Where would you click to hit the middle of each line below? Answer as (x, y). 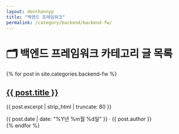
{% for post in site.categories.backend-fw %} (61, 74)
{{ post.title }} (32, 92)
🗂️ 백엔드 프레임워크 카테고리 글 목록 (89, 53)
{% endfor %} (23, 126)
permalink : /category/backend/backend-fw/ (59, 22)
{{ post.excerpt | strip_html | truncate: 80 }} (59, 107)
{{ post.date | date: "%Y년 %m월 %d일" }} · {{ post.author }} (79, 119)
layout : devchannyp (30, 12)
